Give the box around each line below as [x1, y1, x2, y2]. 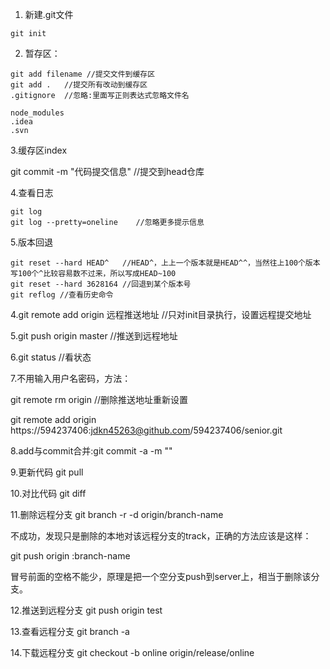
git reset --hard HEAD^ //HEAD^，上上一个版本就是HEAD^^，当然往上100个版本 [10, 258, 321, 268]
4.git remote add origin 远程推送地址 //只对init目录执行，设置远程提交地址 [10, 309, 312, 320]
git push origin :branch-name [10, 550, 131, 562]
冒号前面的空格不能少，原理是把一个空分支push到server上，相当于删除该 [10, 571, 312, 582]
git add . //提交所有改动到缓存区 [10, 80, 148, 90]
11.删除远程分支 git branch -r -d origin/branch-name [10, 509, 224, 520]
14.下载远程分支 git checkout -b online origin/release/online [10, 647, 255, 658]
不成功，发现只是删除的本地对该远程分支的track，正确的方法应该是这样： [10, 530, 312, 542]
